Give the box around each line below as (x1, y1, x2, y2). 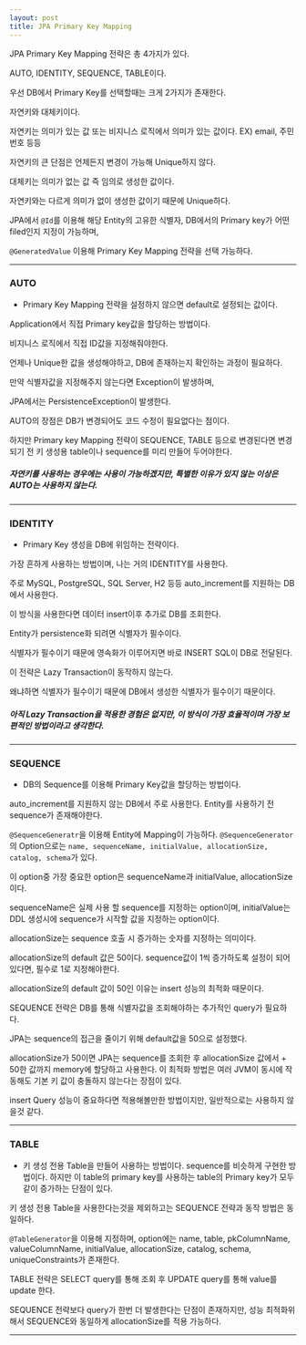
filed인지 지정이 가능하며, (9, 225, 99, 237)
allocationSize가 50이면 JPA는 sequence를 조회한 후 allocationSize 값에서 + (9, 1052, 287, 1063)
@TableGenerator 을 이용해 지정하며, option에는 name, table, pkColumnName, (9, 1233, 291, 1244)
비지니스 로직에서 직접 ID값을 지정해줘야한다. (9, 337, 168, 348)
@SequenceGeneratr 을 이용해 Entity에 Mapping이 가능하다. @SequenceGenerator (9, 829, 294, 840)
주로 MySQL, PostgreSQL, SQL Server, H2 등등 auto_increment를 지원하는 (9, 578, 282, 589)
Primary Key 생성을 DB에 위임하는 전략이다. (22, 539, 179, 550)
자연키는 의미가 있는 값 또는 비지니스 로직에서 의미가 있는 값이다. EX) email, (9, 125, 278, 137)
